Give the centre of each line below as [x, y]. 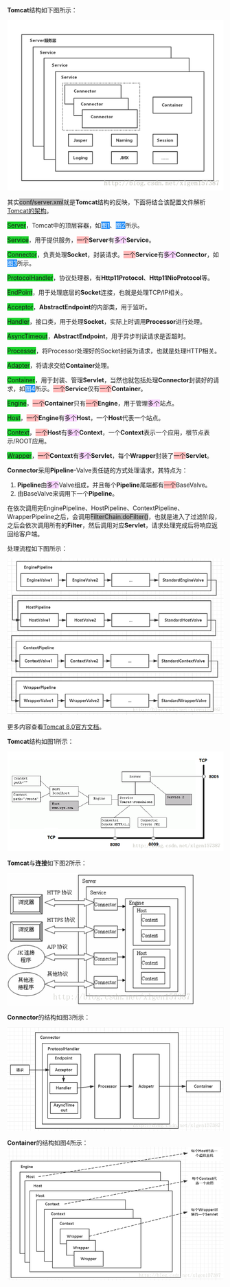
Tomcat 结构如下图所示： [42, 10]
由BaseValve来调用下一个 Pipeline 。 [68, 493]
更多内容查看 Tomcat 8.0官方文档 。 [56, 727]
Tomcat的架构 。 [30, 210]
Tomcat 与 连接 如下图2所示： [47, 863]
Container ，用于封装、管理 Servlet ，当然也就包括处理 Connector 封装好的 [110, 379]
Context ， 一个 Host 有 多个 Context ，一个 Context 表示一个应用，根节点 [106, 432]
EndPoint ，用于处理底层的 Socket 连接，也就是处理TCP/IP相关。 [97, 292]
